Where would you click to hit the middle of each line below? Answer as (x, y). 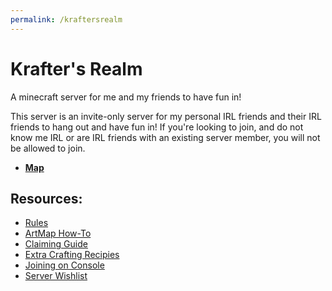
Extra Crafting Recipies (72, 255)
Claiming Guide (56, 244)
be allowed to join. (48, 148)
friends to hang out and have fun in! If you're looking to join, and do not (157, 127)
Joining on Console (64, 265)
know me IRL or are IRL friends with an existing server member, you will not (165, 137)
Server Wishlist (56, 276)
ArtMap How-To (58, 233)
